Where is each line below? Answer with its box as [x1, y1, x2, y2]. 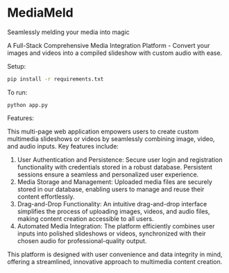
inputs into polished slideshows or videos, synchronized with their [17, 229, 206, 238]
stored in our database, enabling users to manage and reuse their [17, 185, 205, 193]
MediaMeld [7, 5, 74, 21]
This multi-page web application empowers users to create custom [7, 127, 199, 135]
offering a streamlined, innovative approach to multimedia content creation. [7, 257, 223, 265]
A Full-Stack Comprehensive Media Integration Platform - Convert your [7, 41, 210, 49]
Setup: [7, 62, 26, 70]
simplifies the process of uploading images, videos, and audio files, [17, 207, 210, 215]
